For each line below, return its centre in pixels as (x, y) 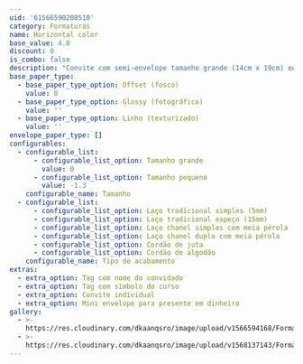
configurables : (38, 144)
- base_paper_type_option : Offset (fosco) (98, 85)
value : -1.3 (64, 186)
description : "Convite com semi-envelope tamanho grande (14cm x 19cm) (147, 69)
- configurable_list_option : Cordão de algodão (124, 253)
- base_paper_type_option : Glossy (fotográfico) (110, 102)
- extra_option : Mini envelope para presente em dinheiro (129, 303)
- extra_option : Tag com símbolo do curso (98, 286)
